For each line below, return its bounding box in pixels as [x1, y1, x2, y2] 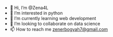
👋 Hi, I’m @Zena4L [9, 5, 48, 10]
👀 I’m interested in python [9, 10, 63, 16]
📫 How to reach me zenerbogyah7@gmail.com [9, 26, 108, 32]
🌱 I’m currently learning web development [9, 15, 96, 21]
